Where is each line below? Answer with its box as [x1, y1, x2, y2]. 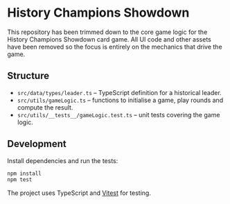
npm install [7, 170, 42, 177]
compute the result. [17, 103, 73, 112]
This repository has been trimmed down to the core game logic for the [7, 28, 208, 36]
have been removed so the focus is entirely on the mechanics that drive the [7, 42, 223, 51]
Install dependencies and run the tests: [7, 156, 118, 164]
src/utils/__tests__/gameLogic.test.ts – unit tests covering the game [17, 110, 220, 119]
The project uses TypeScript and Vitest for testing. [7, 189, 151, 197]
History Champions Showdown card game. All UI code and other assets [7, 35, 211, 43]
